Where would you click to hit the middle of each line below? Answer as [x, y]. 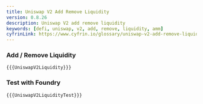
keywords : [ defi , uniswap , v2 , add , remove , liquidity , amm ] [85, 29]
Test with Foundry [34, 83]
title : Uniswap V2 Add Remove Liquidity [58, 12]
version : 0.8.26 [27, 17]
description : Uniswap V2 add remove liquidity [66, 23]
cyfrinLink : [21, 34]
